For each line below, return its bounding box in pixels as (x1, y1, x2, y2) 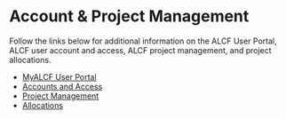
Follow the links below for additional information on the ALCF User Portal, (9, 36, 277, 46)
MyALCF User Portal (21, 71, 97, 82)
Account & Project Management (9, 6, 250, 27)
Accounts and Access (21, 81, 103, 91)
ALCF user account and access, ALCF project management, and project (9, 44, 273, 55)
